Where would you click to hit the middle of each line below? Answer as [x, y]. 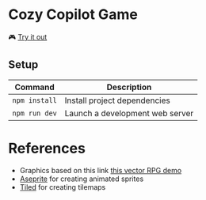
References [47, 148]
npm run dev [35, 113]
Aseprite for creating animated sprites [82, 179]
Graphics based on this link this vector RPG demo [101, 170]
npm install [35, 100]
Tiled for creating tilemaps [63, 187]
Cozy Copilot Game [73, 15]
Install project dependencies [117, 100]
